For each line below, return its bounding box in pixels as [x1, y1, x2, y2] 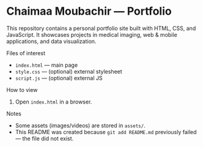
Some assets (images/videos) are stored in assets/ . [15, 121, 146, 129]
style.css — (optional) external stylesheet [15, 67, 122, 75]
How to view [6, 86, 38, 93]
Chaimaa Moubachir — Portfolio [6, 4, 172, 18]
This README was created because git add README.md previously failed [15, 128, 197, 135]
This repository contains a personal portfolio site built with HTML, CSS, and [6, 24, 196, 32]
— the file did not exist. [15, 135, 74, 142]
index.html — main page [15, 61, 78, 69]
